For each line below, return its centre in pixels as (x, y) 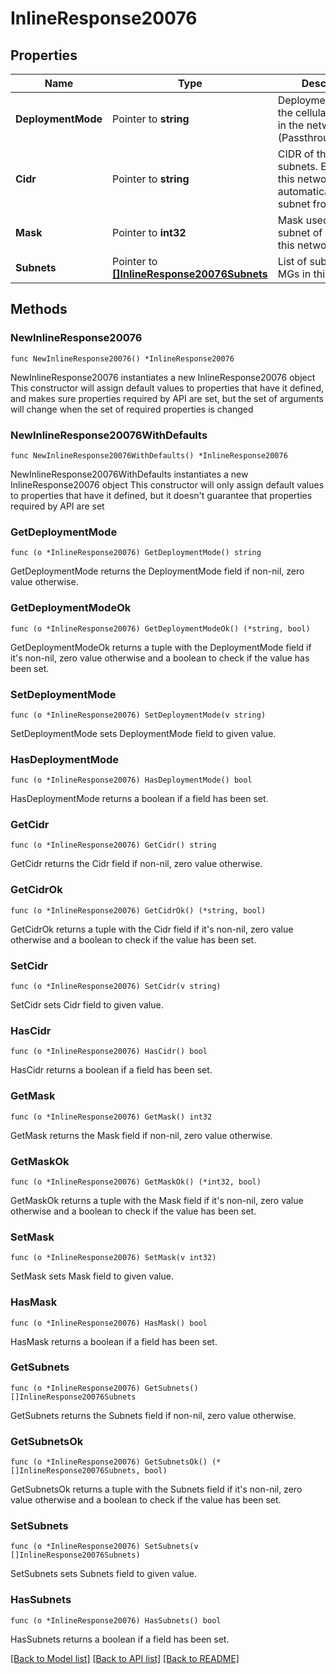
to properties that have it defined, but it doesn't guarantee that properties (161, 495)
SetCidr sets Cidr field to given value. (87, 1005)
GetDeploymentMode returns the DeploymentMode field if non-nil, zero (157, 571)
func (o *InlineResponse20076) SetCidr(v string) (116, 987)
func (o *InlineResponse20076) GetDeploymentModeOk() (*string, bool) (160, 628)
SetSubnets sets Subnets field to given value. (103, 1574)
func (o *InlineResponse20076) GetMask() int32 (111, 1117)
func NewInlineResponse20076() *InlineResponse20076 (122, 358)
